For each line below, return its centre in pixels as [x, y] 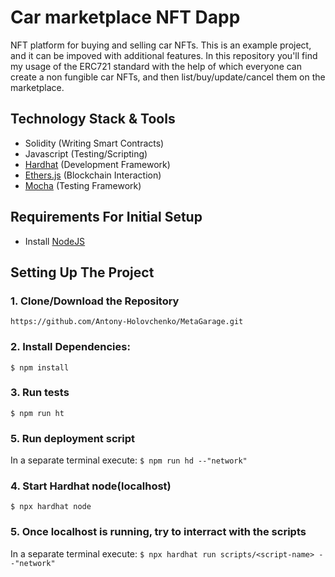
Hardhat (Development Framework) [97, 164]
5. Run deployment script [72, 438]
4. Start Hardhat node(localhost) [91, 486]
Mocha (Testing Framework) [83, 185]
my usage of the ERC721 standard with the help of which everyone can [156, 66]
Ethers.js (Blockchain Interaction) [93, 175]
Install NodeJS [55, 241]
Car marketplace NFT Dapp [125, 17]
